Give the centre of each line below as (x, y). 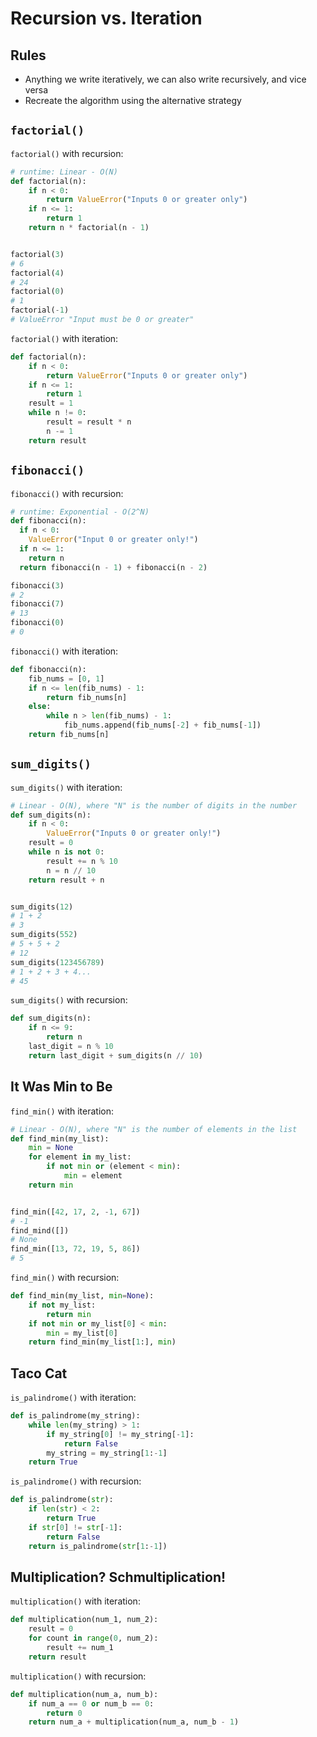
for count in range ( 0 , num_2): (93, 1638)
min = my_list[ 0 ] (82, 1333)
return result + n (66, 880)
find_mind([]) (40, 1230)
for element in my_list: (80, 1157)
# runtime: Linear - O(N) (64, 172)
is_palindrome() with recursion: (76, 1481)
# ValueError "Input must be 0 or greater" (102, 320)
